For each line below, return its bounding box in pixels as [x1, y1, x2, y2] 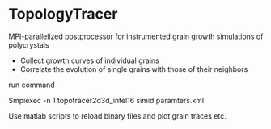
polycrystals [8, 40, 50, 49]
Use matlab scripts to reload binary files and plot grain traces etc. [8, 110, 227, 121]
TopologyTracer [8, 5, 118, 23]
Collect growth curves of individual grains [19, 56, 159, 65]
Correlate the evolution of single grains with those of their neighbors [19, 64, 248, 73]
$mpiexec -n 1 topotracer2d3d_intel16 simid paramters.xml [8, 95, 205, 105]
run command [8, 80, 55, 89]
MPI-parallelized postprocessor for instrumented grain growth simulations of [8, 31, 264, 41]
